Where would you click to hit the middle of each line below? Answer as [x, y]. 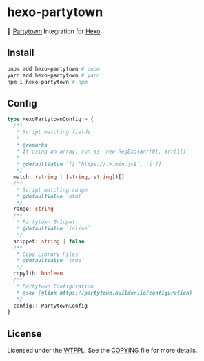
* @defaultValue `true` [50, 261]
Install [21, 53]
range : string [33, 209]
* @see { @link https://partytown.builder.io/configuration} [104, 293]
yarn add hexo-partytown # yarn [53, 75]
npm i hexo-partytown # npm [48, 82]
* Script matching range [52, 190]
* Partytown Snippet [46, 222]
